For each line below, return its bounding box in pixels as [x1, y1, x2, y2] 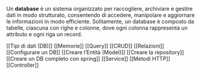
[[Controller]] [6, 61, 39, 69]
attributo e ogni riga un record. [6, 31, 83, 38]
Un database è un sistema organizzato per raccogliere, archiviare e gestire [6, 5, 193, 12]
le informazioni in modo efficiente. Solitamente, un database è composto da [6, 18, 194, 25]
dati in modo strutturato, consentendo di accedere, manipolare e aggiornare [6, 11, 195, 19]
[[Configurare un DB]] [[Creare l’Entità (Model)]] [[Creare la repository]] [6, 49, 184, 56]
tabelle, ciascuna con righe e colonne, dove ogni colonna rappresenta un [6, 24, 188, 31]
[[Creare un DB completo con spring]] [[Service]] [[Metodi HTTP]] [6, 55, 171, 62]
